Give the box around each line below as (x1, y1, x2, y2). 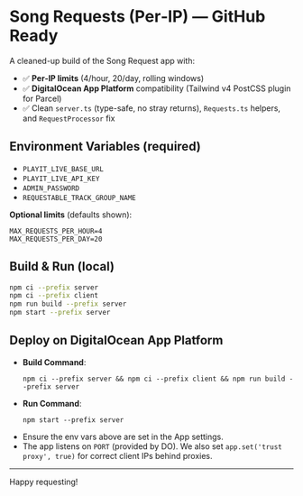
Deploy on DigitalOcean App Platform (9, 333, 224, 348)
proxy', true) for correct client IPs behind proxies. (22, 450, 214, 461)
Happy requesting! (9, 476, 78, 487)
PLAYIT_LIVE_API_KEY (22, 174, 100, 183)
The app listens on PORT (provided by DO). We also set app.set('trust (22, 440, 282, 452)
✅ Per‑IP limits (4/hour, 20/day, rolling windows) (22, 72, 205, 83)
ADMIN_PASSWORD (22, 183, 80, 193)
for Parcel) (22, 93, 62, 104)
